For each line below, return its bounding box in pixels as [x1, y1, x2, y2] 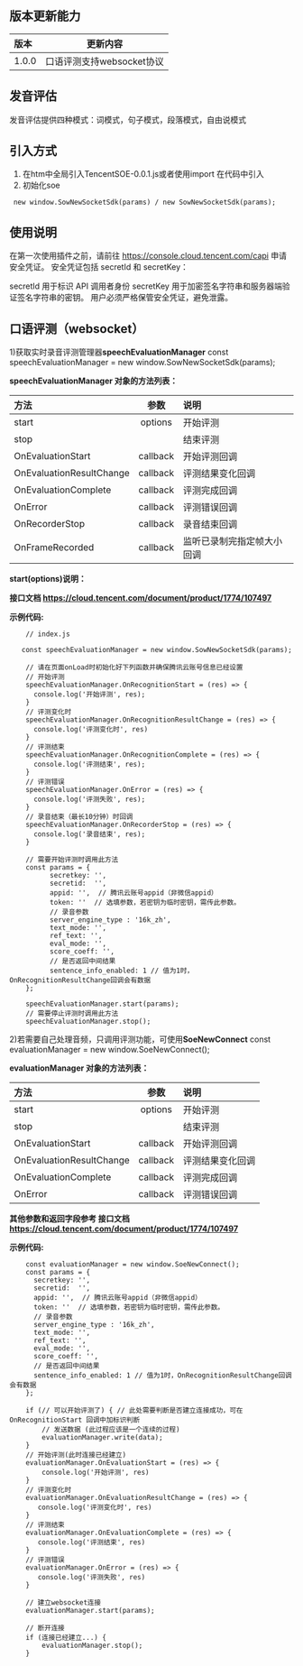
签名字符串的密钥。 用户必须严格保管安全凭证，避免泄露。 [16, 292, 233, 303]
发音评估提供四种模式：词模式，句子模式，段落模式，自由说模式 [9, 114, 246, 124]
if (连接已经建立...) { [25, 1634, 106, 1643]
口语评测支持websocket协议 [44, 55, 164, 68]
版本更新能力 [9, 8, 81, 24]
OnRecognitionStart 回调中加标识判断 [9, 1415, 141, 1425]
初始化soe [22, 179, 60, 191]
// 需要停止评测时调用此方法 [25, 1009, 119, 1018]
